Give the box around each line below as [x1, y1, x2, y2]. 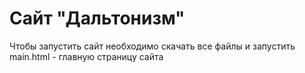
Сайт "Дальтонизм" [9, 7, 186, 30]
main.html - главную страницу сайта [9, 50, 164, 62]
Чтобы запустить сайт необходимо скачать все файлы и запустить [9, 40, 296, 52]
